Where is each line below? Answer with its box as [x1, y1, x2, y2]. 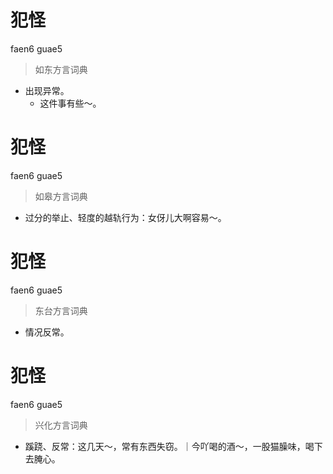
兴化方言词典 [34, 419, 88, 431]
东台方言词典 [34, 304, 88, 316]
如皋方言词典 [34, 190, 88, 202]
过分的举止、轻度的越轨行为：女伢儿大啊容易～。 [24, 211, 227, 223]
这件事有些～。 [39, 97, 102, 109]
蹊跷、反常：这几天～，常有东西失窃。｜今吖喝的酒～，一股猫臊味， [24, 440, 306, 452]
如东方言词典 [34, 63, 88, 75]
